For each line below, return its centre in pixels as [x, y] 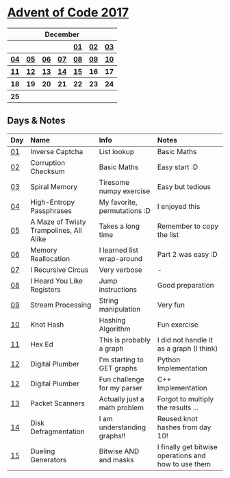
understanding [122, 427]
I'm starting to [121, 360]
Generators [49, 460]
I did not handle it [185, 340]
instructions [118, 289]
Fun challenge [122, 379]
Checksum [48, 171]
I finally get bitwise [187, 446]
